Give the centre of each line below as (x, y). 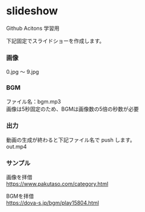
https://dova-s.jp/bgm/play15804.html (53, 203)
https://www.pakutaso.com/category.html (57, 184)
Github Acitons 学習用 (33, 28)
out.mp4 (17, 146)
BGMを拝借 (20, 196)
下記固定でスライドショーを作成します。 (56, 40)
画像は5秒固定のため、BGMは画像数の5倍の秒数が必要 (72, 109)
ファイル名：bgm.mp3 (34, 101)
